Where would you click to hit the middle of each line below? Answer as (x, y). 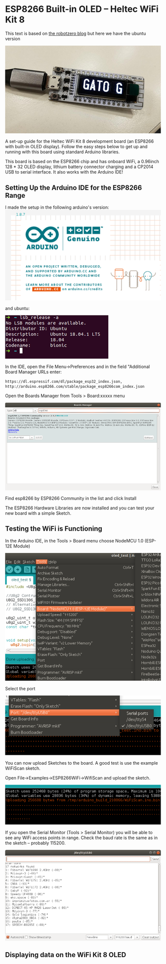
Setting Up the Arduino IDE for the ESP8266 (74, 188)
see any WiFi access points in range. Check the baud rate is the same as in (82, 838)
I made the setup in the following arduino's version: (57, 207)
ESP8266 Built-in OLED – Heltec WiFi (82, 9)
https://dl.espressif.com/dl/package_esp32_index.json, (64, 381)
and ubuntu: (17, 308)
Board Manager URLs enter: (33, 372)
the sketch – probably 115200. (35, 843)
